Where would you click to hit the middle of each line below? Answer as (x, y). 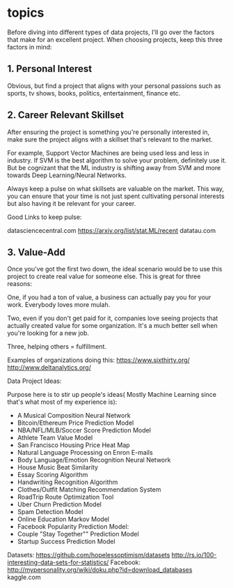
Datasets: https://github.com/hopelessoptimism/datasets (89, 555)
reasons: (20, 284)
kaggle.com (24, 578)
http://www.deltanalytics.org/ (49, 368)
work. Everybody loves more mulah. (59, 305)
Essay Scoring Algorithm (53, 475)
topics (26, 13)
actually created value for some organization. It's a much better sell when (112, 326)
